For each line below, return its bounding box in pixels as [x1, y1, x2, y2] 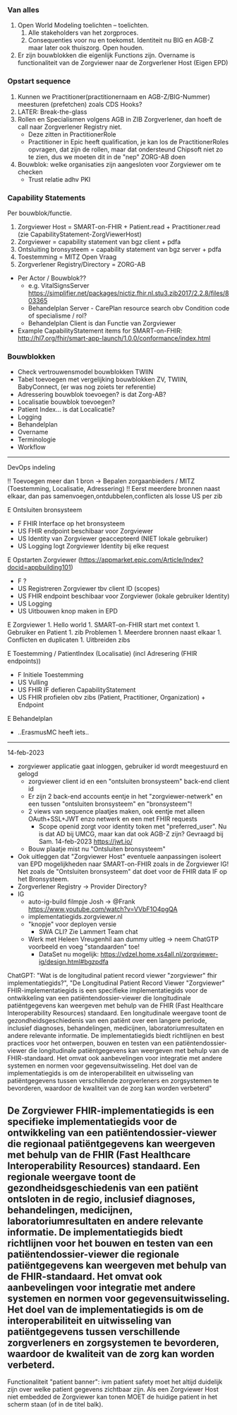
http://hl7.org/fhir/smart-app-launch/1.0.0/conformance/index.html [17, 334, 211, 342]
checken [17, 168, 44, 176]
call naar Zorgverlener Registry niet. [17, 122, 122, 131]
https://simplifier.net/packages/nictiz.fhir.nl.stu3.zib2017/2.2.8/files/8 [28, 289, 229, 297]
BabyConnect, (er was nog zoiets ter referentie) [17, 383, 157, 391]
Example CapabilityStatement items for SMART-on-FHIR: [17, 326, 183, 335]
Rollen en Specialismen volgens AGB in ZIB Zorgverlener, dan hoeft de [17, 115, 222, 123]
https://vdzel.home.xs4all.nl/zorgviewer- [100, 950, 219, 959]
